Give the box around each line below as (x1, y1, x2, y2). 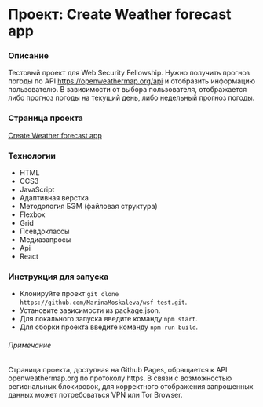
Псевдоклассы (19, 226, 70, 236)
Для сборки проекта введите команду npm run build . (19, 322, 199, 332)
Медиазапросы (19, 235, 71, 244)
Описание (8, 50, 49, 61)
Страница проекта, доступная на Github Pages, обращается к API (8, 365, 228, 374)
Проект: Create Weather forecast (8, 5, 232, 24)
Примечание (8, 340, 52, 350)
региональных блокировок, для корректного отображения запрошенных (8, 381, 254, 390)
